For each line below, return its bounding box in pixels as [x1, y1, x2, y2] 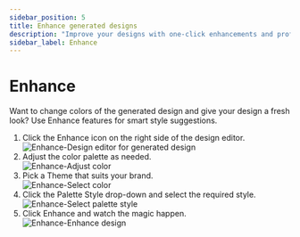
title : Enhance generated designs [9, 21, 138, 30]
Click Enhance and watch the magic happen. [21, 208, 187, 219]
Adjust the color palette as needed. [21, 151, 152, 162]
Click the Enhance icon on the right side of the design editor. [21, 133, 246, 143]
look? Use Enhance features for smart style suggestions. [9, 115, 218, 126]
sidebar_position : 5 [9, 12, 87, 22]
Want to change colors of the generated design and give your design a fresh [9, 106, 290, 117]
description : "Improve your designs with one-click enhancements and [9, 29, 274, 38]
